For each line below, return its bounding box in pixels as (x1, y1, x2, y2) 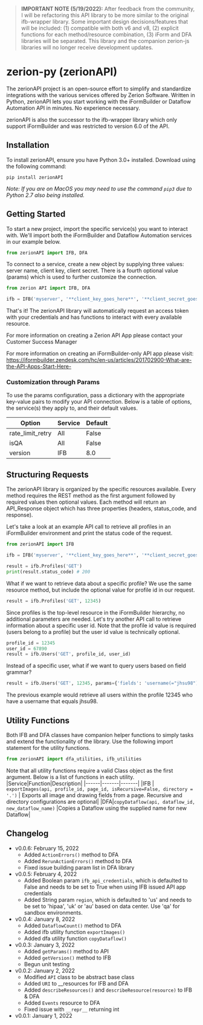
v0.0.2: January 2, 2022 (14, 967, 76, 974)
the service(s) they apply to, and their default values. (6, 404, 138, 412)
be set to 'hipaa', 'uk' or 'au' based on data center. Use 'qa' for (24, 903, 180, 910)
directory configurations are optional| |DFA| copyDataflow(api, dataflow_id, (6, 798, 195, 805)
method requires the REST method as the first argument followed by (6, 492, 176, 499)
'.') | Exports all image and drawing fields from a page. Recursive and (6, 791, 182, 799)
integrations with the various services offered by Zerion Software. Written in (6, 91, 195, 99)
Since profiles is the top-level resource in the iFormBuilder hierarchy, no (6, 609, 185, 616)
